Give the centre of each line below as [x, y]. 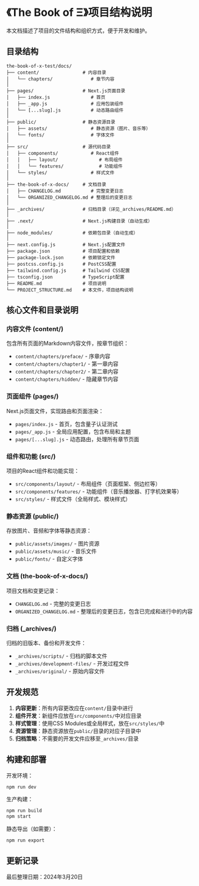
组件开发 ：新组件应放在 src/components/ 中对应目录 [78, 715]
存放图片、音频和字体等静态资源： [49, 531]
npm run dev [21, 787]
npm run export [26, 841]
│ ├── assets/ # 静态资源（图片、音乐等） [79, 129]
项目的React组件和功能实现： [43, 471]
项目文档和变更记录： [33, 590]
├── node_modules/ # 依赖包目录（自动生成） [72, 233]
